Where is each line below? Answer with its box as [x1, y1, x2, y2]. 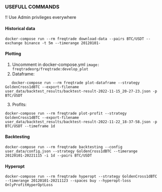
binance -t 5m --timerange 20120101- [24, 40, 101, 46]
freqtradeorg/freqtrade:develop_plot [12, 66, 89, 71]
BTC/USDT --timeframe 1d [5, 124, 55, 128]
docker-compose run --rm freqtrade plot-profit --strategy [5, 111, 127, 116]
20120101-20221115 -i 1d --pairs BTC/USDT [5, 153, 92, 158]
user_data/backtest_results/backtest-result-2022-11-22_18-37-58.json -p [5, 119, 158, 124]
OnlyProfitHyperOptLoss [5, 183, 53, 188]
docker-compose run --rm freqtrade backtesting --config [5, 144, 123, 149]
